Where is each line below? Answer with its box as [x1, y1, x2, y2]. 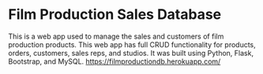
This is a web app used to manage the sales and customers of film [8, 31, 224, 41]
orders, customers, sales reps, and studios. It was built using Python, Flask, [8, 48, 254, 57]
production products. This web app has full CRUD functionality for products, [8, 39, 257, 49]
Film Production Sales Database [8, 6, 222, 24]
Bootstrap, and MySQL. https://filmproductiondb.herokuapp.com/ [8, 57, 221, 66]
